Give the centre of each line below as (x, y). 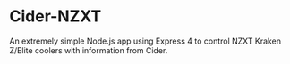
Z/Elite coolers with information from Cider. (89, 50)
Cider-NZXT (55, 16)
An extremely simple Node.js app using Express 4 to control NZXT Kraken (145, 41)
